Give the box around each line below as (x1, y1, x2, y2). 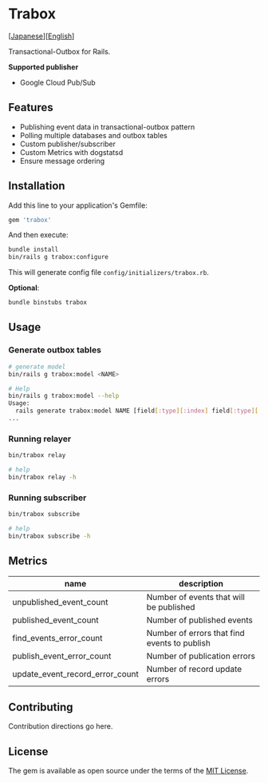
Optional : (8, 283, 40, 292)
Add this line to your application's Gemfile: (8, 201, 148, 210)
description (179, 578, 224, 589)
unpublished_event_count (12, 596, 108, 607)
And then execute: (8, 230, 69, 240)
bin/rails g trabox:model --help (8, 392, 120, 400)
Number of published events (146, 614, 254, 626)
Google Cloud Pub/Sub (19, 78, 96, 87)
